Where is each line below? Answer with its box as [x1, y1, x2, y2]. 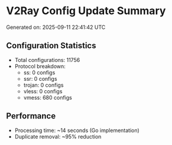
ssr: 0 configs [23, 75, 57, 82]
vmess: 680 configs [23, 94, 72, 101]
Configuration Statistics [6, 41, 96, 51]
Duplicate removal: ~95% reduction [14, 133, 102, 140]
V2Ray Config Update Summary [6, 4, 166, 18]
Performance [6, 111, 56, 121]
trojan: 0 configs [23, 81, 64, 88]
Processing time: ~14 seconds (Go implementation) [14, 127, 140, 134]
